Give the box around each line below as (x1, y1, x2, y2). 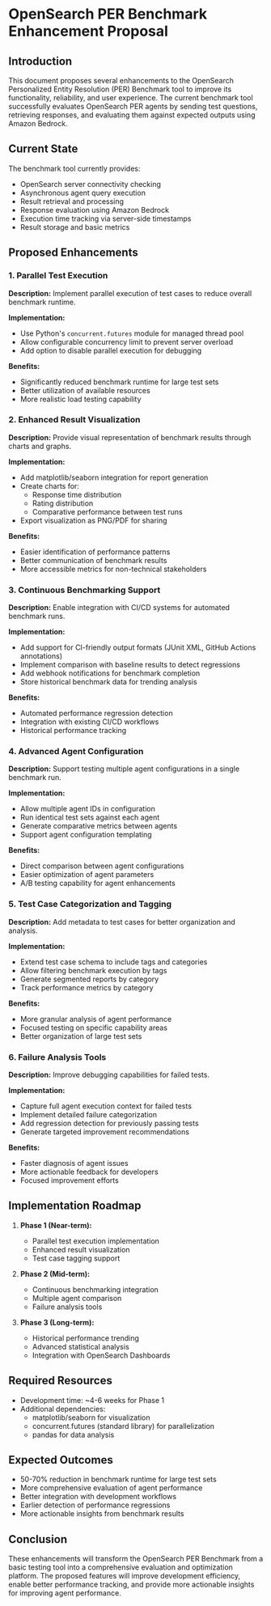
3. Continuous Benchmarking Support (8, 584, 161, 595)
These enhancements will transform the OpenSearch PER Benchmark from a (8, 1554, 264, 1564)
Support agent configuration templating (19, 830, 152, 840)
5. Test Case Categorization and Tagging (8, 899, 172, 910)
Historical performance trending (32, 1333, 139, 1343)
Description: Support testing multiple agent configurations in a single (8, 764, 240, 773)
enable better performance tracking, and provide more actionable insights (8, 1579, 255, 1590)
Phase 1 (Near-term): (19, 1220, 92, 1230)
